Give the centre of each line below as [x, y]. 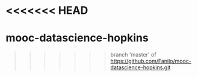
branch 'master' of [134, 55]
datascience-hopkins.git [141, 67]
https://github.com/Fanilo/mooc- [151, 61]
